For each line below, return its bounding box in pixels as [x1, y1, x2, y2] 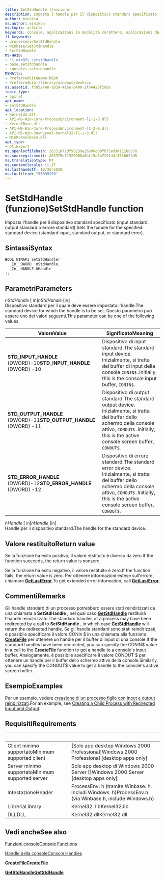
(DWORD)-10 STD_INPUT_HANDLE [7, 359, 90, 366]
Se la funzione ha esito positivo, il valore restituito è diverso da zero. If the [5, 553, 154, 558]
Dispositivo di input [102, 338, 146, 345]
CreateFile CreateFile [5, 860, 48, 866]
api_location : [5, 108, 34, 113]
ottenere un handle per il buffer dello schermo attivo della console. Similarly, [5, 657, 158, 663]
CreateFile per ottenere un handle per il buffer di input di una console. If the [5, 636, 158, 642]
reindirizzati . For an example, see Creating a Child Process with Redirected [5, 700, 155, 706]
